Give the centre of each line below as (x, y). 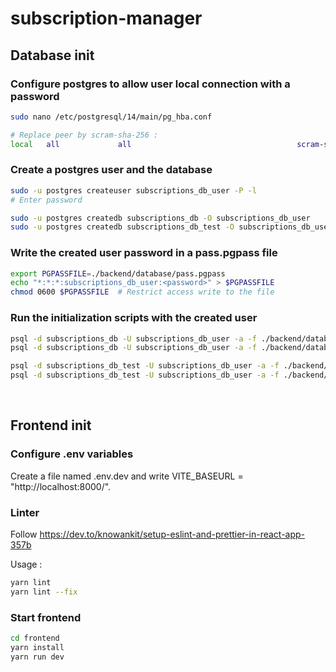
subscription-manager (106, 18)
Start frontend (46, 617)
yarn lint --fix (44, 592)
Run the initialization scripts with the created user (134, 318)
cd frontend (35, 638)
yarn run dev (37, 657)
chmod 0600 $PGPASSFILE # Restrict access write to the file (142, 292)
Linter (25, 512)
